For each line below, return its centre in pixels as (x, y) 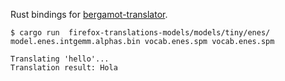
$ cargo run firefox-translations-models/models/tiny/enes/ (140, 33)
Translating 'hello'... (60, 59)
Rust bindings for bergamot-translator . (89, 14)
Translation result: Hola (64, 68)
